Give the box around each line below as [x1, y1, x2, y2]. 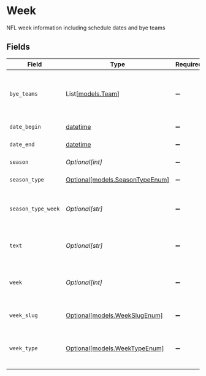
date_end [9, 140, 35, 148]
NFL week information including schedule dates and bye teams [6, 24, 166, 31]
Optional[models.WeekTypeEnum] [65, 344, 164, 353]
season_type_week [9, 205, 60, 212]
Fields [6, 42, 31, 52]
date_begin [9, 123, 41, 130]
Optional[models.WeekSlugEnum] [65, 311, 164, 320]
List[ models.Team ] [65, 90, 120, 98]
